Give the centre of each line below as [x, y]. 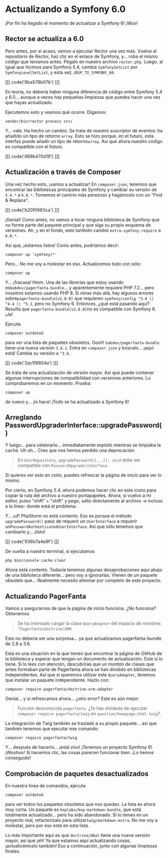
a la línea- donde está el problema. [41, 506]
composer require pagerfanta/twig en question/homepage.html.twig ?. [89, 714]
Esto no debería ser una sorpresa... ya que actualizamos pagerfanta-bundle [83, 638]
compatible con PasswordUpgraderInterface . [63, 465]
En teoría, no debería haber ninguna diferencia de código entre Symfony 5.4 [84, 92]
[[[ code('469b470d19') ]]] [32, 156]
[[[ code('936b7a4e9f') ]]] [32, 542]
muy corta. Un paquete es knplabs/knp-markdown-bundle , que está [73, 809]
